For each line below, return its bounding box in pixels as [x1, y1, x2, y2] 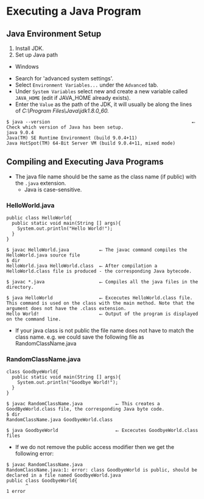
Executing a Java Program [6, 4, 141, 18]
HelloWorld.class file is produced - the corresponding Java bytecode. [6, 268, 192, 275]
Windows [15, 63, 39, 70]
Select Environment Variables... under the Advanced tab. [15, 81, 158, 88]
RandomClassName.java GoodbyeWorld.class [6, 417, 113, 423]
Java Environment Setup [6, 29, 102, 39]
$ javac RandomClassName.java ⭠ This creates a [6, 401, 160, 407]
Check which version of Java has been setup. [6, 124, 124, 130]
